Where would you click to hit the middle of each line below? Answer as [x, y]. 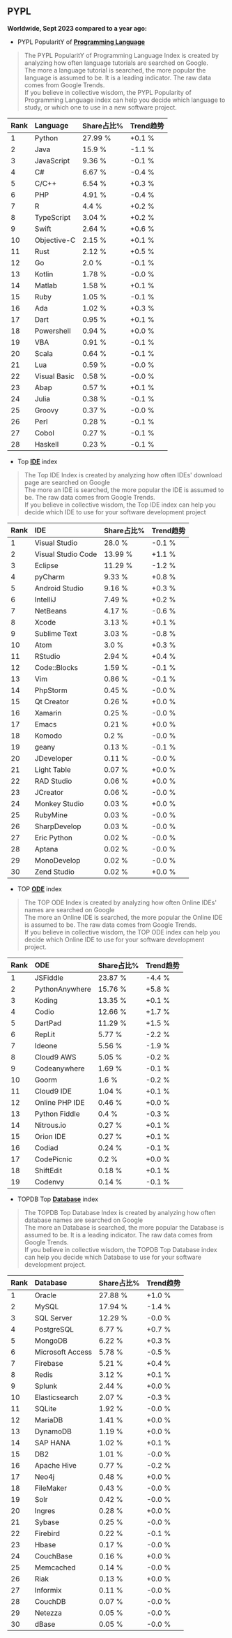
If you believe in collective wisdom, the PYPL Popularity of [108, 92]
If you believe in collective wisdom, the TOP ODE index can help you [122, 932]
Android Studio [59, 588]
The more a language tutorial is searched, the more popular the [115, 70]
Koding [46, 1000]
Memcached [55, 1568]
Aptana [46, 849]
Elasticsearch [56, 1397]
